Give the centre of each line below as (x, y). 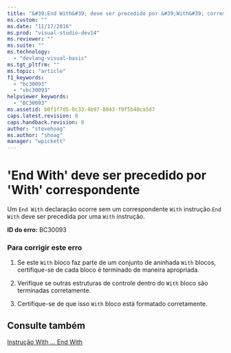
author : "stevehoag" (37, 129)
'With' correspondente (74, 190)
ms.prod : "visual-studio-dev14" (53, 33)
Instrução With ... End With (45, 342)
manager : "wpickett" (37, 142)
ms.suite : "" (26, 45)
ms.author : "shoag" (35, 135)
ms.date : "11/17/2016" (40, 26)
